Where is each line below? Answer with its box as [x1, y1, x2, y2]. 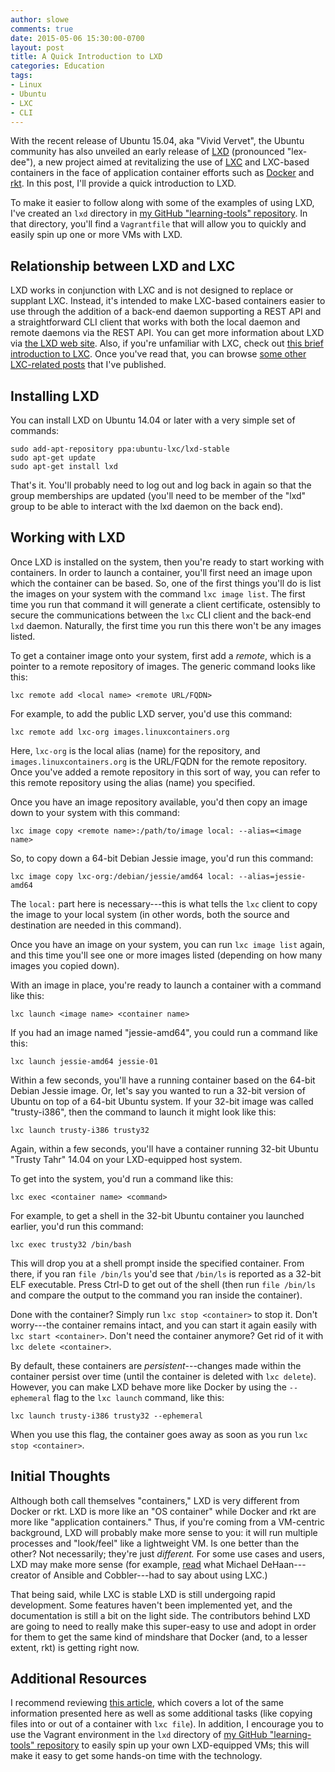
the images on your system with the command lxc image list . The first [10, 587, 306, 600]
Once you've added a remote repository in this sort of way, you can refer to [10, 766, 321, 778]
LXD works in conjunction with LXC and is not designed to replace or [10, 284, 294, 296]
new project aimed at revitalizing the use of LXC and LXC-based [45, 156, 310, 168]
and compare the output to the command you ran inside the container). [10, 1289, 303, 1301]
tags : [10, 71, 33, 81]
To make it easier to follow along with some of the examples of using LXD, [10, 197, 315, 209]
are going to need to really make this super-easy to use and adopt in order [10, 1620, 317, 1632]
